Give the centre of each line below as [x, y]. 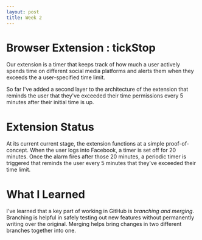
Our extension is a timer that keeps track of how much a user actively [93, 65]
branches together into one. [41, 231]
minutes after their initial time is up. [50, 102]
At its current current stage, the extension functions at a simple [85, 144]
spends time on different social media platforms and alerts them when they [100, 71]
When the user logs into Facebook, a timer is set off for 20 [103, 150]
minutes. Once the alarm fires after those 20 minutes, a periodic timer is [96, 157]
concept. [18, 150]
